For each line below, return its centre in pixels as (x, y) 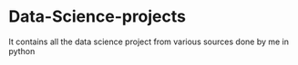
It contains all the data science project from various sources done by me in (149, 42)
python (22, 51)
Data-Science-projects (97, 17)
